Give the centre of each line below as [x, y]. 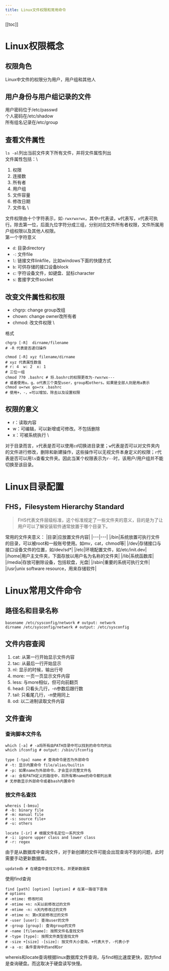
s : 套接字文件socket [33, 280]
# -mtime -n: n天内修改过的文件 [36, 910]
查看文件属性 [25, 140]
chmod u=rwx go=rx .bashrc [33, 387]
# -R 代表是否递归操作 [26, 348]
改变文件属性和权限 [35, 297]
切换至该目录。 [21, 465]
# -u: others [19, 823]
